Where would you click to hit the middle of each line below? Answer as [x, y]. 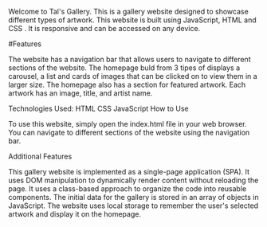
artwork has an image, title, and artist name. [80, 93]
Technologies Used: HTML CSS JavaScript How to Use [98, 108]
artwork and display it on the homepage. [75, 214]
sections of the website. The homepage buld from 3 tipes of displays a [124, 68]
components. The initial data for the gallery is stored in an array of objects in [133, 197]
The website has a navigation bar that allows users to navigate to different [130, 59]
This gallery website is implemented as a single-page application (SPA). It [129, 172]
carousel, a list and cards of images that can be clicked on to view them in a [133, 76]
